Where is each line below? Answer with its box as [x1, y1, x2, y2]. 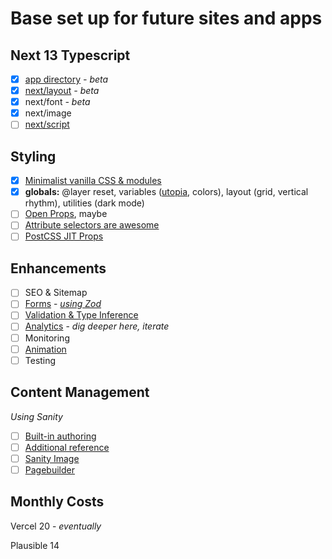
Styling [10, 148, 57, 165]
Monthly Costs [10, 493, 105, 511]
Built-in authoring [24, 430, 97, 442]
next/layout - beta [24, 85, 100, 97]
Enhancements [10, 260, 107, 277]
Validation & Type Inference [24, 309, 139, 321]
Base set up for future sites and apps [10, 7, 323, 30]
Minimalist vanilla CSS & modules [24, 175, 162, 187]
